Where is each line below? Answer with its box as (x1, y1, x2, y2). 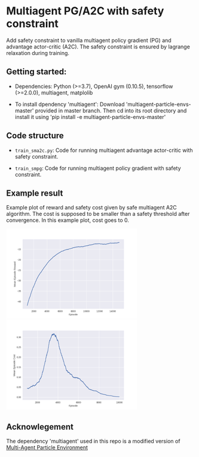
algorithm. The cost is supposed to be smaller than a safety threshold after (6, 211, 190, 218)
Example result (6, 188, 63, 198)
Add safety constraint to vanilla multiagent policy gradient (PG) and (6, 36, 172, 44)
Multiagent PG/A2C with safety (6, 4, 164, 18)
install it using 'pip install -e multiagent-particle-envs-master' (14, 113, 166, 120)
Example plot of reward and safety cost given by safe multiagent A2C (6, 204, 177, 211)
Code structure (6, 130, 64, 141)
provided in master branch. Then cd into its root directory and (35, 106, 187, 114)
